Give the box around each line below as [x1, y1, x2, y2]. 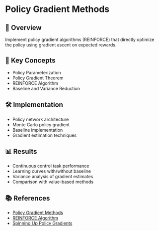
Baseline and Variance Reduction [12, 85, 80, 91]
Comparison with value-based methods [12, 179, 93, 185]
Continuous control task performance [12, 163, 89, 169]
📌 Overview [5, 23, 42, 32]
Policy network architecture [12, 116, 69, 122]
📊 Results [5, 147, 37, 156]
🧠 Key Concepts [5, 56, 56, 65]
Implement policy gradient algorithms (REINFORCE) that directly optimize [5, 36, 155, 42]
